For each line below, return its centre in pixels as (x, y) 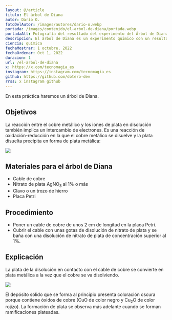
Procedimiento (29, 212)
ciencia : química (24, 44)
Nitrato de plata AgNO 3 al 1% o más (50, 185)
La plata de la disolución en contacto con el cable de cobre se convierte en (84, 269)
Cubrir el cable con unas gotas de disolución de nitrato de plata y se (85, 230)
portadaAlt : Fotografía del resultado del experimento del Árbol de (80, 34)
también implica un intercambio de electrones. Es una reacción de (75, 130)
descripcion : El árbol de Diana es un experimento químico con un (78, 39)
